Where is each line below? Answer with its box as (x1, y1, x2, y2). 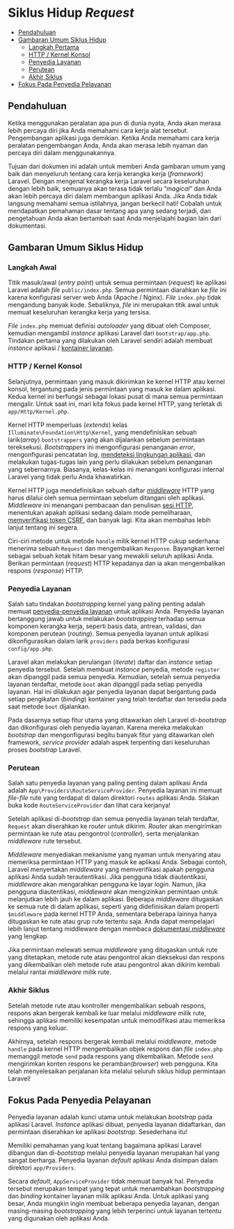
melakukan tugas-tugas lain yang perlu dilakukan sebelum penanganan (8, 458, 213, 466)
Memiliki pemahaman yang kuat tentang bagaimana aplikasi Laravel (8, 1141, 202, 1150)
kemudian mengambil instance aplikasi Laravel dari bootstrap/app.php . (8, 329, 211, 337)
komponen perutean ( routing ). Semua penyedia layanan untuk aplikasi (8, 630, 209, 638)
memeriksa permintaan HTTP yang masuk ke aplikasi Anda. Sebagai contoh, (8, 858, 228, 866)
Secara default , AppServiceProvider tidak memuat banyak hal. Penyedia (8, 1177, 213, 1186)
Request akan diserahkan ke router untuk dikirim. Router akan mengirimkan (8, 822, 222, 831)
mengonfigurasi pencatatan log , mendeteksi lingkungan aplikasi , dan (8, 450, 206, 458)
